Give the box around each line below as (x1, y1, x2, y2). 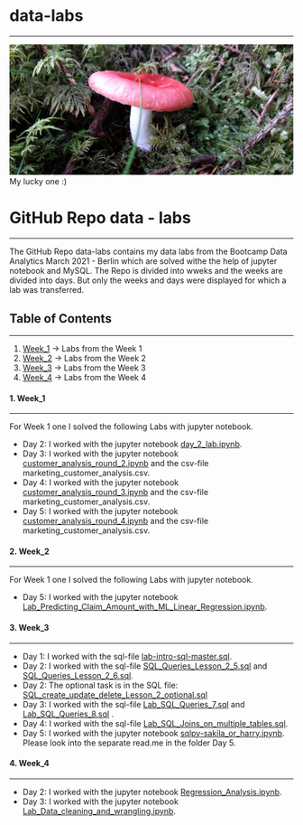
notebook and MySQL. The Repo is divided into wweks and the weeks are (9, 266, 283, 277)
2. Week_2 (9, 546, 50, 557)
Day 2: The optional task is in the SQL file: (22, 680, 179, 690)
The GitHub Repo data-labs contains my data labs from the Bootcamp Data (9, 246, 288, 258)
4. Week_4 (9, 758, 50, 769)
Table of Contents (9, 311, 113, 326)
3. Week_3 (9, 623, 50, 633)
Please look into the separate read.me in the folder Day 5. (22, 737, 236, 748)
